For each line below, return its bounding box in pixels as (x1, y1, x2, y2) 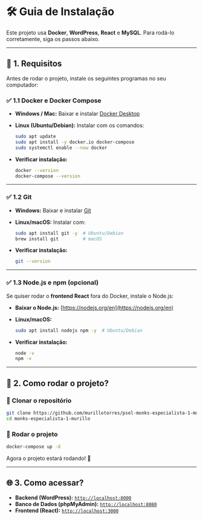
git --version (14, 258, 51, 265)
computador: (6, 81, 39, 88)
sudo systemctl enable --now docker (14, 145, 108, 151)
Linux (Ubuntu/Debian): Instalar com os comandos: (14, 122, 144, 129)
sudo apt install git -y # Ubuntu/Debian (14, 230, 124, 236)
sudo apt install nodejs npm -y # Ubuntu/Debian (14, 327, 143, 334)
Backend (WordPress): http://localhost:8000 (14, 494, 132, 501)
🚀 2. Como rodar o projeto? (6, 378, 109, 388)
